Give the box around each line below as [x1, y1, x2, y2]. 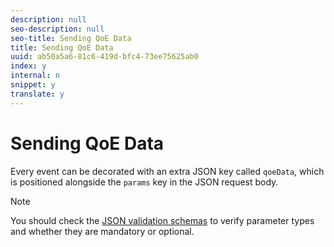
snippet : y [10, 80, 56, 90]
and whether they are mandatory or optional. [10, 225, 195, 237]
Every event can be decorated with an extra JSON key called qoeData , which [10, 165, 325, 177]
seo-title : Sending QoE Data [10, 33, 132, 43]
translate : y [10, 89, 65, 99]
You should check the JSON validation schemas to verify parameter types [10, 214, 315, 226]
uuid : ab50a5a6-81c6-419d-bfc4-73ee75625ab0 [10, 52, 199, 62]
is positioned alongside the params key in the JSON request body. [10, 176, 279, 188]
